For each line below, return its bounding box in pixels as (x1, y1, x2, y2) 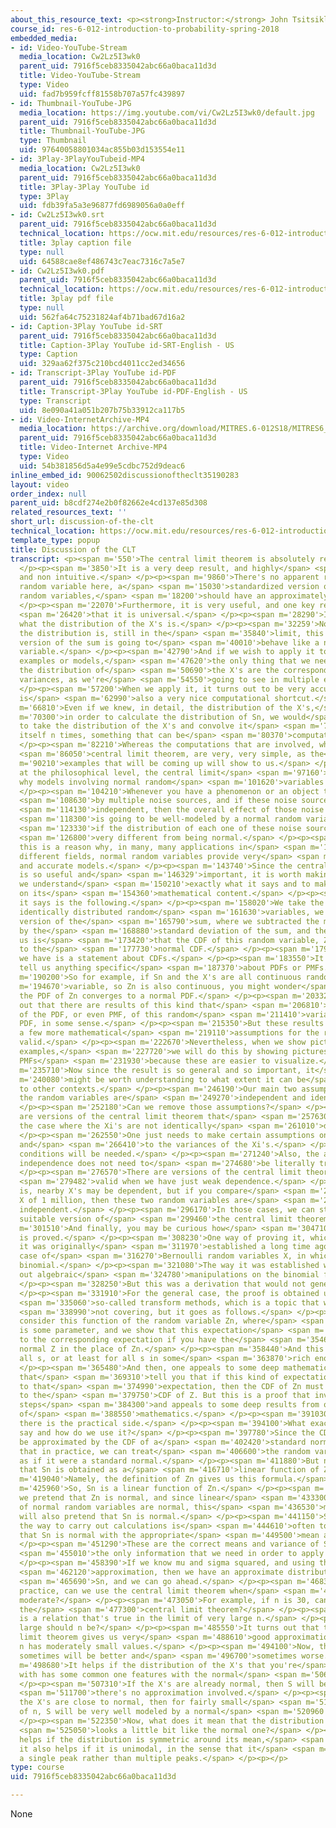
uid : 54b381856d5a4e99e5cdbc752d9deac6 (19, 461, 186, 471)
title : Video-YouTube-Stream (19, 71, 141, 81)
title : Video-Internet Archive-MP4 (19, 442, 168, 453)
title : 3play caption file (19, 237, 132, 248)
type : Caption (19, 349, 78, 360)
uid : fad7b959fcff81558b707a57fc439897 (19, 89, 186, 99)
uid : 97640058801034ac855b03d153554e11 (19, 145, 186, 155)
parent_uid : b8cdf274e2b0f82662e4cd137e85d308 (10, 498, 208, 508)
